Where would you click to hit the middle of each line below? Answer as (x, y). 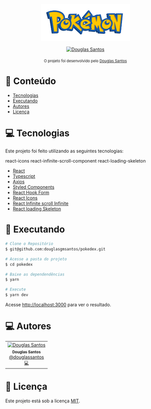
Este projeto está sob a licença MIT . (43, 401)
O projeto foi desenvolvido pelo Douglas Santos (85, 61)
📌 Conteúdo (31, 81)
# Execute (16, 290)
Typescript (24, 176)
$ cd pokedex (19, 264)
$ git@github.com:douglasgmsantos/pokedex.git (55, 249)
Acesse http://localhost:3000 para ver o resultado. (58, 305)
